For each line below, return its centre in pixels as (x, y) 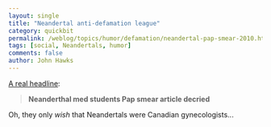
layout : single (34, 16)
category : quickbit (41, 31)
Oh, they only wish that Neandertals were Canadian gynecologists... (121, 114)
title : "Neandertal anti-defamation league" (84, 23)
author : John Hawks (41, 61)
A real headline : (34, 83)
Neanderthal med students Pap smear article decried (119, 99)
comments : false (35, 53)
